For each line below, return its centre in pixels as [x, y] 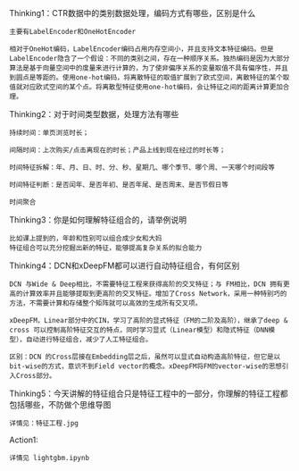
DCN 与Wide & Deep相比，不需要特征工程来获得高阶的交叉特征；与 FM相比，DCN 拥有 [146, 284]
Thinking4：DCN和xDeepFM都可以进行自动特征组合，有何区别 [125, 265]
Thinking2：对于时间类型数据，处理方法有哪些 [94, 114]
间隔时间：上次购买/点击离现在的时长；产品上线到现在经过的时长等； [117, 150]
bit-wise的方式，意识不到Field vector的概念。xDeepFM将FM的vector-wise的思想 [146, 366]
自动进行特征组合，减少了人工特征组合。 [89, 340]
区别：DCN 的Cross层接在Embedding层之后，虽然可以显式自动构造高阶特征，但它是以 [145, 357]
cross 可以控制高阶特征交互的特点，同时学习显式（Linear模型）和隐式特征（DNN [139, 330]
